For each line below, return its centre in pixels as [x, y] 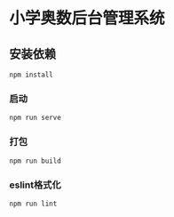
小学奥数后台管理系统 [87, 18]
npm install [31, 75]
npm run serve [36, 118]
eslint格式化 [36, 185]
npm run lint [33, 204]
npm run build [36, 161]
